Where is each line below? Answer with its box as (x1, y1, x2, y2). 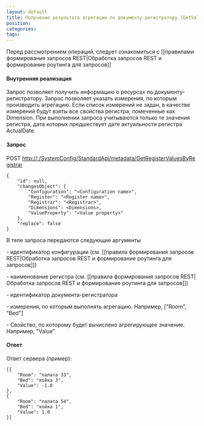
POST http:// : (6, 154, 39, 161)
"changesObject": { (17, 183, 67, 189)
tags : (6, 32, 20, 38)
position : (6, 20, 32, 26)
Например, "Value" (6, 327, 56, 334)
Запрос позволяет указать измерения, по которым (44, 95, 177, 102)
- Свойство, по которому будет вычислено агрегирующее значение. (6, 321, 185, 328)
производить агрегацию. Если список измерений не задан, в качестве (6, 101, 191, 109)
